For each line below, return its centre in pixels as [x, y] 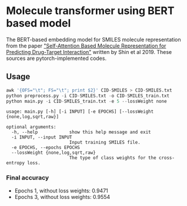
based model [39, 23]
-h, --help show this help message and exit [81, 132]
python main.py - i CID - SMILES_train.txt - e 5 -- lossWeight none [86, 101]
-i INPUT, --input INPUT [42, 137]
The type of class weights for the [113, 158]
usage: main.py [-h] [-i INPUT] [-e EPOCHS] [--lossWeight [80, 112]
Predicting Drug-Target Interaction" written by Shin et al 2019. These [89, 52]
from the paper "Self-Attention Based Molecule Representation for [86, 46]
